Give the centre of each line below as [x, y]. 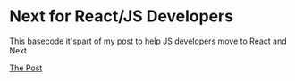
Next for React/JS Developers [122, 16]
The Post [26, 68]
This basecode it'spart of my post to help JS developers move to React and [148, 41]
